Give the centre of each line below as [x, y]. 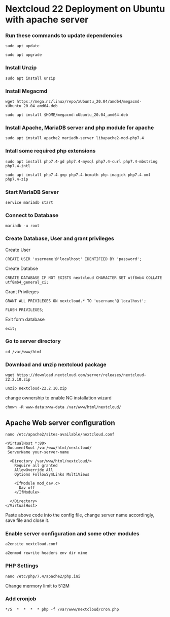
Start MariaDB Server [32, 192]
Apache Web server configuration [60, 423]
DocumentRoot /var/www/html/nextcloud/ [50, 448]
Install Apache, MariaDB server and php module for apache [80, 128]
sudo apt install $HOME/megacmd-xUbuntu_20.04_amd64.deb [67, 115]
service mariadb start [29, 202]
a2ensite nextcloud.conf [31, 544]
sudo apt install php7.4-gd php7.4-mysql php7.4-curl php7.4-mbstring [81, 161]
